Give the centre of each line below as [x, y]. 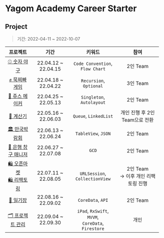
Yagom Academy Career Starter [71, 9]
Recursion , [93, 80]
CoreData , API [93, 200]
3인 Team [138, 83]
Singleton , [93, 97]
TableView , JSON [93, 133]
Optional [93, 86]
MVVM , [93, 217]
